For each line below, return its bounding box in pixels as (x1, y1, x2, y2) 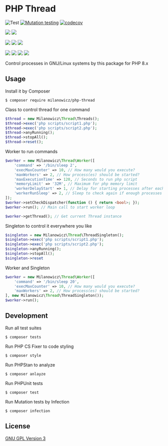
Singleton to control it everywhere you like (5, 223, 92, 229)
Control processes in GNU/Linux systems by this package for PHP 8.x (5, 60, 148, 66)
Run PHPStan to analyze (5, 361, 55, 368)
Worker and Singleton (5, 265, 50, 271)
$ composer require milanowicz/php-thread (5, 98, 95, 103)
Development (5, 311, 48, 320)
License (5, 422, 30, 430)
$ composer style (5, 353, 41, 358)
